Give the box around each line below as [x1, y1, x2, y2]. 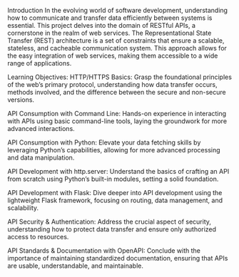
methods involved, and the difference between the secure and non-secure [7, 88, 226, 96]
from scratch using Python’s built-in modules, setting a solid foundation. [7, 174, 219, 183]
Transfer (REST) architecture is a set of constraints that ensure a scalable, [7, 36, 225, 45]
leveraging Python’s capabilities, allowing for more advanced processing [7, 146, 220, 154]
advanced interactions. [7, 125, 75, 132]
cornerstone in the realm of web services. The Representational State [7, 28, 212, 37]
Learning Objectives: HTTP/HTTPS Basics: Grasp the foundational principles [7, 73, 232, 81]
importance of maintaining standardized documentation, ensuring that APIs [7, 254, 228, 262]
